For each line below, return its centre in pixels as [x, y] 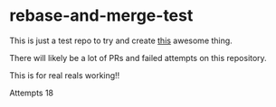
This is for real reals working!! [65, 75]
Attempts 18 [32, 93]
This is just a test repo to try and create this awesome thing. [121, 40]
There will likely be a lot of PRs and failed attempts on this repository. [138, 58]
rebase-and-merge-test [101, 16]
